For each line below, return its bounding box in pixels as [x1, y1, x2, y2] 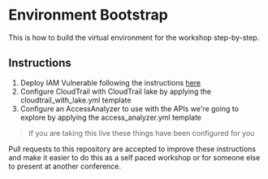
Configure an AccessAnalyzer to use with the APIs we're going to [19, 103, 240, 113]
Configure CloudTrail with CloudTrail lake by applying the [19, 86, 212, 96]
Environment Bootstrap [8, 6, 168, 24]
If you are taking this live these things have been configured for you [28, 128, 255, 138]
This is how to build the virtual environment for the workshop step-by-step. [8, 33, 260, 42]
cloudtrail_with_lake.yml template [19, 95, 132, 105]
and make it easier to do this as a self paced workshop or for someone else [8, 152, 261, 162]
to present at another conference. [8, 161, 122, 171]
